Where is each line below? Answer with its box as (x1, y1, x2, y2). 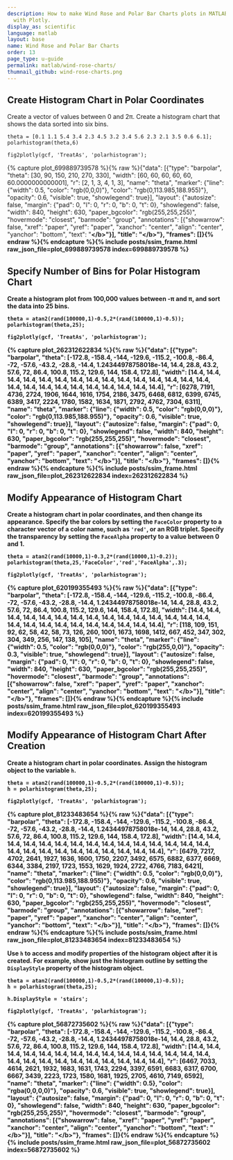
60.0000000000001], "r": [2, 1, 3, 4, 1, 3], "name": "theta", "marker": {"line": (7, 179, 224, 187)
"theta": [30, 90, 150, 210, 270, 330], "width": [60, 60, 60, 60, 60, (7, 171, 193, 179)
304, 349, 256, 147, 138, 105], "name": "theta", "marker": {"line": (7, 635, 200, 643)
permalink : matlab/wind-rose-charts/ (7, 62, 116, 69)
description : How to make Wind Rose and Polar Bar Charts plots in (7, 10, 207, 17)
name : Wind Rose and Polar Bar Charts (7, 42, 119, 49)
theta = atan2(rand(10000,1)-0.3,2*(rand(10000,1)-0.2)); (7, 553, 178, 560)
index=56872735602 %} (7, 1145, 80, 1154)
